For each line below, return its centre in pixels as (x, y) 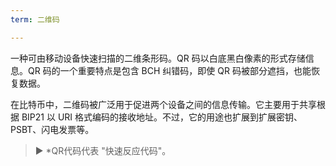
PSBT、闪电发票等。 (52, 129)
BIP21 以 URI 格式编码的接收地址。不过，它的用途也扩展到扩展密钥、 (162, 117)
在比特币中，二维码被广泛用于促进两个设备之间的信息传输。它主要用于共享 (163, 104)
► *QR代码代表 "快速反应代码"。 (103, 150)
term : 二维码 (35, 19)
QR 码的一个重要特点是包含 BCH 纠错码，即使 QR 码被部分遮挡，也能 (169, 70)
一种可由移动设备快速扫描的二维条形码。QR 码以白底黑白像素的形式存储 (158, 58)
